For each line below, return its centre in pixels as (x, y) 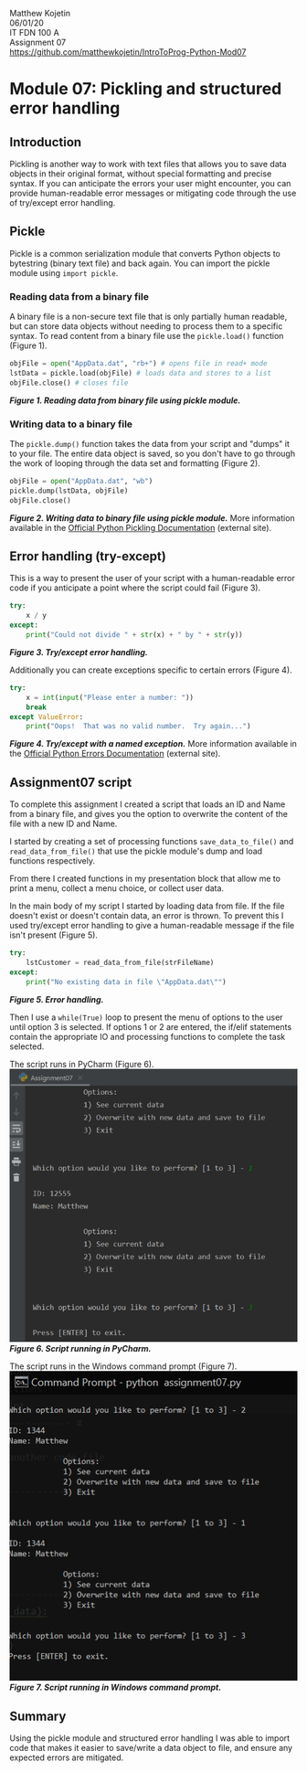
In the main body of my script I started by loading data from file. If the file (147, 906)
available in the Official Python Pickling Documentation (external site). (141, 527)
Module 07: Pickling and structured (146, 89)
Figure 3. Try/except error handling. (79, 652)
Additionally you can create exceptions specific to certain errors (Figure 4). (151, 670)
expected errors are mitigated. (67, 1757)
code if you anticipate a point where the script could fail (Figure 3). (135, 588)
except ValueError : (47, 716)
